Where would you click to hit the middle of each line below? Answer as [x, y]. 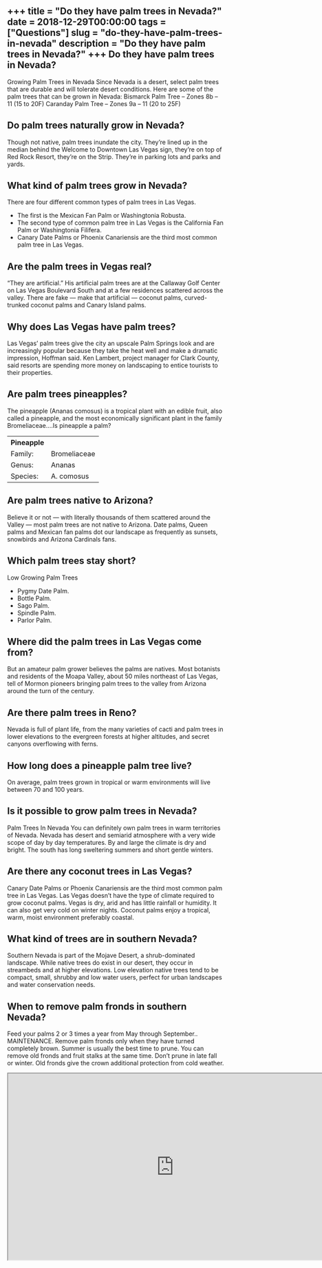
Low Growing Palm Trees [43, 577]
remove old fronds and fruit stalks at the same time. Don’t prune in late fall [112, 1056]
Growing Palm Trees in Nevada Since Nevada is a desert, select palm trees [113, 81]
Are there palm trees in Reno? [72, 713]
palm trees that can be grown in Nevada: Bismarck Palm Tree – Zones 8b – [112, 96]
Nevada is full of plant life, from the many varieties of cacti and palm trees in [115, 729]
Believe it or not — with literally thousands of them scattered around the [109, 517]
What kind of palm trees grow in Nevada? [97, 186]
